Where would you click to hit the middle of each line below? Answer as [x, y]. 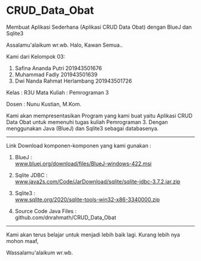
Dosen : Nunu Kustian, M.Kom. [44, 104]
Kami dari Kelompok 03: [36, 56]
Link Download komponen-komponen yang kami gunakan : [79, 145]
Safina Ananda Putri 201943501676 [58, 68]
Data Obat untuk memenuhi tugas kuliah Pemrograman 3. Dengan [87, 122]
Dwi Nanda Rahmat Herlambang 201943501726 [73, 81]
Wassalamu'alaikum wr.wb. [40, 253]
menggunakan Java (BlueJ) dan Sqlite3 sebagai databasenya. [83, 128]
